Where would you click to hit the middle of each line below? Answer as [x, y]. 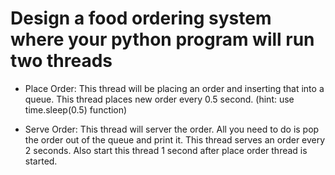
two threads [61, 61]
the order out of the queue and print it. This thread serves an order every [175, 139]
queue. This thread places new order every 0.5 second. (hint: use [159, 99]
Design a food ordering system [141, 18]
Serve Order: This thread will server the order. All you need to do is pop [172, 129]
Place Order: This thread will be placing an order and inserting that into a [174, 88]
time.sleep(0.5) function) [76, 109]
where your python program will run [162, 39]
